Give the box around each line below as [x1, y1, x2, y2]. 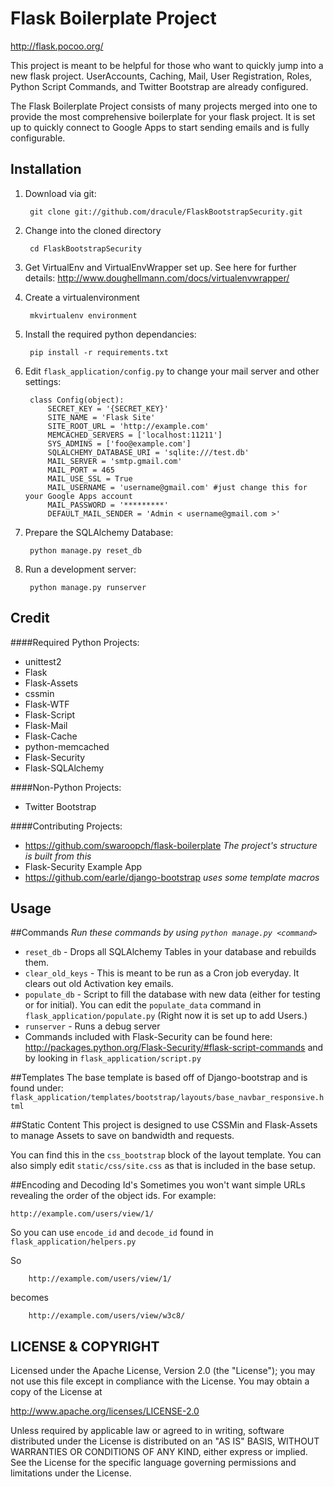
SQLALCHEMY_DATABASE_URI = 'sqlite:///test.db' [47, 447, 250, 457]
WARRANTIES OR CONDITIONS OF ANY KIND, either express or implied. [10, 1446, 308, 1458]
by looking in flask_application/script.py [24, 1052, 202, 1064]
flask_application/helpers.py [10, 1237, 137, 1247]
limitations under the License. [10, 1467, 132, 1479]
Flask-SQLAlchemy [24, 762, 105, 774]
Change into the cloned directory [24, 224, 162, 236]
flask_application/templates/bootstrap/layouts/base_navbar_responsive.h [10, 1093, 325, 1103]
